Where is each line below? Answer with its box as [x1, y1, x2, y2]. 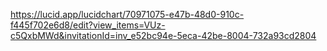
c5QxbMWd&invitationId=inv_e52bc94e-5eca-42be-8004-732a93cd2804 [10, 30, 317, 41]
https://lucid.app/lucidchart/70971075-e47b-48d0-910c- [10, 9, 245, 20]
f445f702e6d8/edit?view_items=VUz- [10, 19, 166, 31]
